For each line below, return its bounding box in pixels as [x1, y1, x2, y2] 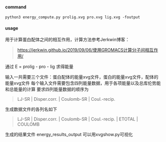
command [5, 4, 27, 10]
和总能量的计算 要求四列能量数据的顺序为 [5, 86, 89, 92]
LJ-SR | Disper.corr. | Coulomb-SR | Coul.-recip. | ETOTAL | [17, 116, 138, 122]
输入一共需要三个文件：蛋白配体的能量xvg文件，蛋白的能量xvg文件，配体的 [5, 74, 159, 80]
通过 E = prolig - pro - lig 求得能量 [5, 64, 74, 70]
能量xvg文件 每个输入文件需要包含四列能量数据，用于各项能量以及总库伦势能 [5, 80, 161, 86]
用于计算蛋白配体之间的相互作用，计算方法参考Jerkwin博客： [5, 37, 130, 43]
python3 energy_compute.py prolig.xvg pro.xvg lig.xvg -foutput [5, 15, 140, 20]
